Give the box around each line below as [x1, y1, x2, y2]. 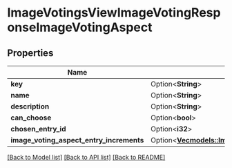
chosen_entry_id [10, 124, 67, 133]
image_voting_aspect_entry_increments [10, 136, 144, 144]
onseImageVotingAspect [7, 19, 153, 35]
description [10, 102, 50, 111]
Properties [7, 47, 54, 59]
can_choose [10, 113, 52, 122]
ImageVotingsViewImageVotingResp [7, 5, 221, 21]
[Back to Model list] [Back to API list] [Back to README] [7, 153, 166, 161]
